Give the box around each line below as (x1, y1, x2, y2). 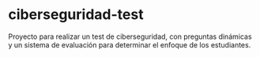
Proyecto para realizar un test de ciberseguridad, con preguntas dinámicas (8, 32, 252, 41)
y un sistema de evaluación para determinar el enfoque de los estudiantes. (8, 40, 251, 49)
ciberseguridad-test (8, 6, 144, 24)
